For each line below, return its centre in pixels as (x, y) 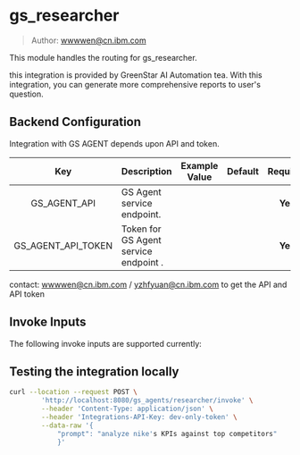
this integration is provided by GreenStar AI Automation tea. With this (136, 75)
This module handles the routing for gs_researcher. (104, 57)
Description (146, 171)
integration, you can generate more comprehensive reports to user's (135, 84)
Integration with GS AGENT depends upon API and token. (115, 143)
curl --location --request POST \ (74, 392)
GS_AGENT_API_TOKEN (63, 245)
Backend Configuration (75, 122)
